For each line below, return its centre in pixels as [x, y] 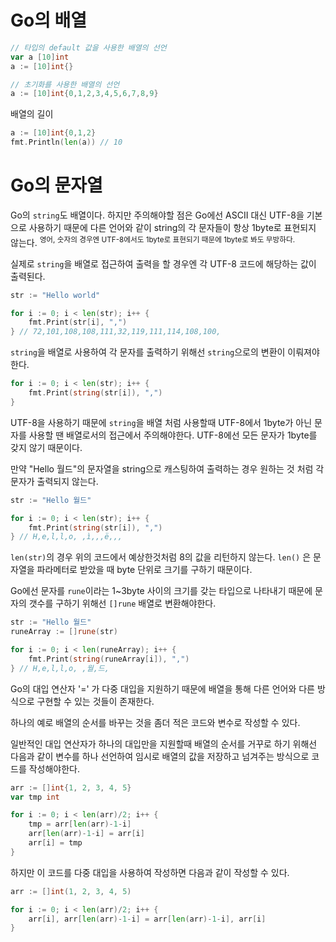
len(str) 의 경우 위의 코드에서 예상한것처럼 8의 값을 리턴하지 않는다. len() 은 [161, 557]
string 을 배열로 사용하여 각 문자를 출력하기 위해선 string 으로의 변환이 [148, 352]
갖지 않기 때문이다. [46, 447]
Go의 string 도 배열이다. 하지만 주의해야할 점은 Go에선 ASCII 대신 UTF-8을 [157, 215]
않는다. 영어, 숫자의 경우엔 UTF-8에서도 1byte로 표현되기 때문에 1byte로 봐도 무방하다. [153, 241]
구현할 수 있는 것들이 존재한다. [95, 701]
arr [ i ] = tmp [55, 843]
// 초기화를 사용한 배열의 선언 [65, 84]
